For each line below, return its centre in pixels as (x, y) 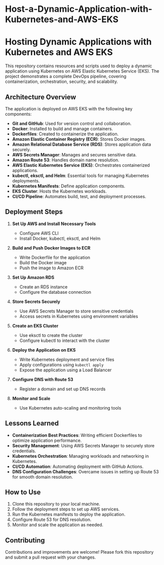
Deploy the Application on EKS (44, 350)
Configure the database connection (55, 292)
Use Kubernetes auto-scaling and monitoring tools (70, 408)
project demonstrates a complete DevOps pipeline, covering (66, 77)
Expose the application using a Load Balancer (65, 370)
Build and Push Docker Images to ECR (51, 248)
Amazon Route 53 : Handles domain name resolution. (66, 160)
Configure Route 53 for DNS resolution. (52, 520)
